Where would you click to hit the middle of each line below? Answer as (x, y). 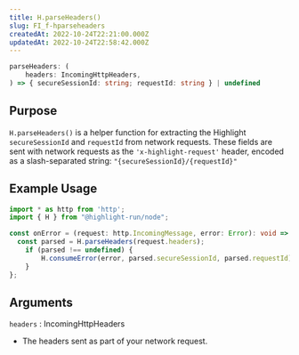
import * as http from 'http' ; (67, 209)
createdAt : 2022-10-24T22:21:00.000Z (79, 34)
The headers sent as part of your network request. (115, 341)
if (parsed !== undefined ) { (79, 250)
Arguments (41, 302)
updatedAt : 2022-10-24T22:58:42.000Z (79, 42)
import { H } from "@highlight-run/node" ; (89, 218)
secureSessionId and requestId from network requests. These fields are (141, 141)
